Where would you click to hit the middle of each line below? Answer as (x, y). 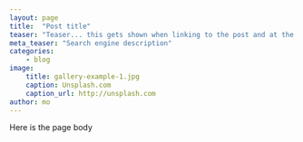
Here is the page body (51, 128)
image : (22, 69)
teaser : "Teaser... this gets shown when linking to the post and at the (152, 34)
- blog (38, 60)
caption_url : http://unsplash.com (91, 93)
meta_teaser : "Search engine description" (91, 43)
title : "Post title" (50, 26)
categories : (32, 52)
